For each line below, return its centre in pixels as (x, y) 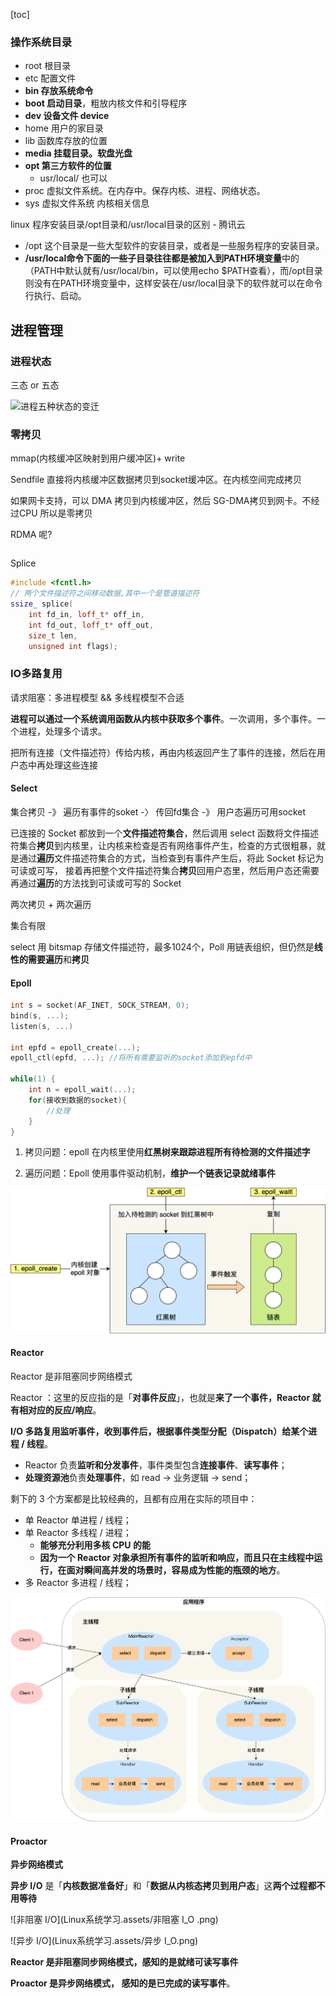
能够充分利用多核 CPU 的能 (95, 1545)
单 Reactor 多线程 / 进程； (78, 1532)
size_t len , (53, 635)
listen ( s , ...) (42, 1026)
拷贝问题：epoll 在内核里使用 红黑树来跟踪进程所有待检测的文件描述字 (167, 1152)
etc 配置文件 (50, 78)
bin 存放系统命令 (59, 91)
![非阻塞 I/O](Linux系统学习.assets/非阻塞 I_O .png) (114, 1920)
